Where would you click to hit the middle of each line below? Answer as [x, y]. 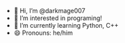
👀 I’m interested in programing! [58, 18]
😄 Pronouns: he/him [43, 33]
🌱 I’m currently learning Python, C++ [66, 25]
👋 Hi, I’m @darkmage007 [49, 11]
